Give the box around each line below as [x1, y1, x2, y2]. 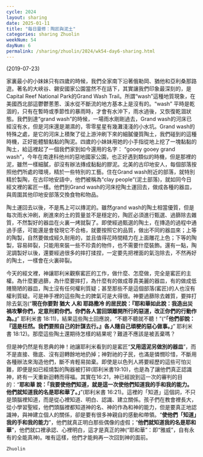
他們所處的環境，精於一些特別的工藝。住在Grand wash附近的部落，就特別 [11, 168, 195, 176]
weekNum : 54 [6, 37, 36, 43]
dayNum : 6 [6, 43, 31, 49]
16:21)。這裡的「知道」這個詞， [107, 388, 185, 395]
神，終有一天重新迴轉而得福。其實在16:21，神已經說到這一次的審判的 [6, 373, 178, 380]
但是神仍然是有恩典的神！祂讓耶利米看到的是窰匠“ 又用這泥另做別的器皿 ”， [6, 343, 192, 350]
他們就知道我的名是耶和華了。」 [6, 388, 80, 395]
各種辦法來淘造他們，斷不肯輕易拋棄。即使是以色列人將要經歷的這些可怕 [6, 358, 186, 365]
